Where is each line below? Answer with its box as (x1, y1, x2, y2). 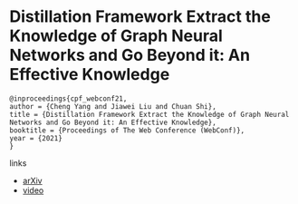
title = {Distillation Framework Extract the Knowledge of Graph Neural (9, 110, 290, 119)
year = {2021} (9, 133, 63, 142)
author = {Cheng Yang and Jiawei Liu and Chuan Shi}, (9, 102, 217, 111)
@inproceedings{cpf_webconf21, (9, 93, 128, 103)
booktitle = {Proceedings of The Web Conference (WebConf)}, (9, 125, 245, 135)
